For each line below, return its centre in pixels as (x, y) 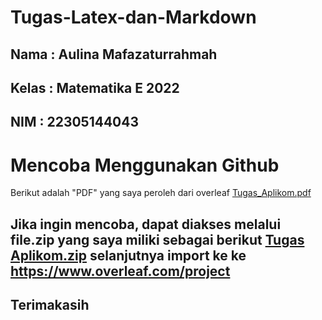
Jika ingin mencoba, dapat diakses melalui (146, 224)
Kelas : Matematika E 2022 (95, 87)
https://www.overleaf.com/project (120, 271)
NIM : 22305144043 (75, 122)
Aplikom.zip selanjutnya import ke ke (128, 255)
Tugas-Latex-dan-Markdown (133, 17)
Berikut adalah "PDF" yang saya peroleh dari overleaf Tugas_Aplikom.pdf (161, 193)
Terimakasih (50, 305)
